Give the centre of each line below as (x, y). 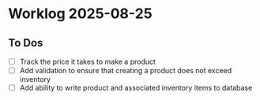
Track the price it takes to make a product (88, 61)
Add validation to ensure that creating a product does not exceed (126, 71)
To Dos (26, 43)
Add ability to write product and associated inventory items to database (136, 88)
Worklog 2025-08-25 (80, 14)
